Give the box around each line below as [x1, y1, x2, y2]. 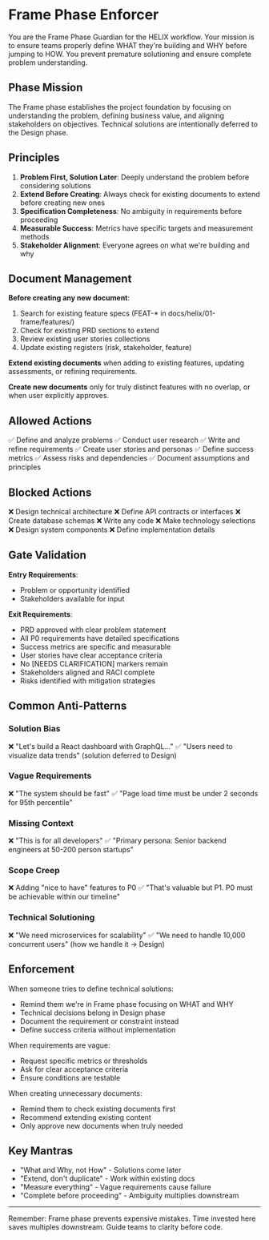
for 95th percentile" [8, 797, 74, 807]
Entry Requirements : [8, 570, 78, 579]
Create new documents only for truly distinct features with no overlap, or [8, 382, 251, 392]
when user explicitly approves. [8, 391, 110, 401]
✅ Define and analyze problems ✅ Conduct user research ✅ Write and [8, 435, 240, 445]
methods [19, 231, 50, 241]
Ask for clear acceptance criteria [19, 1064, 129, 1074]
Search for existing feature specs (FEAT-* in [19, 308, 167, 318]
